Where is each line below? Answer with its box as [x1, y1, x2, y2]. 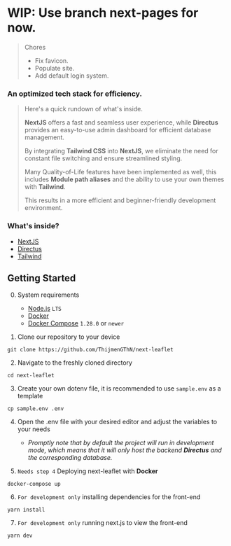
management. [24, 133, 65, 141]
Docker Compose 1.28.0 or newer [27, 319, 125, 328]
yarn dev [7, 532, 33, 540]
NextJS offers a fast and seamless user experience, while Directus [24, 118, 218, 127]
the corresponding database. [27, 454, 113, 462]
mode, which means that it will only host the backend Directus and [27, 446, 222, 454]
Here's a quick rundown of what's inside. [24, 105, 143, 113]
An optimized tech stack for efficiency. [7, 89, 142, 99]
